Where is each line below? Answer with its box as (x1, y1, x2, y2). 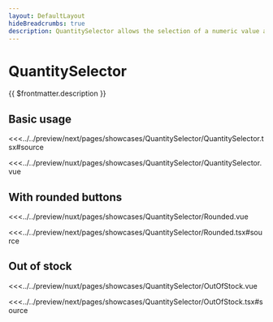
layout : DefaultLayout (8, 11, 85, 20)
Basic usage (8, 112, 71, 126)
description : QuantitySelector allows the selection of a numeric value (8, 27, 260, 35)
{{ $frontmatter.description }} (8, 88, 107, 98)
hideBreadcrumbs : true (8, 19, 85, 28)
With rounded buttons (8, 190, 123, 204)
